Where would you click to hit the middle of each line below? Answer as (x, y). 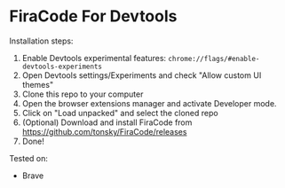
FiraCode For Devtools (93, 16)
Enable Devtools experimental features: (94, 58)
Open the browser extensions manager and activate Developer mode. (149, 103)
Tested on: (29, 158)
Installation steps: (41, 41)
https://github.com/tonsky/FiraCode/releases (104, 131)
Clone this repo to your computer (83, 94)
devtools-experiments (62, 67)
